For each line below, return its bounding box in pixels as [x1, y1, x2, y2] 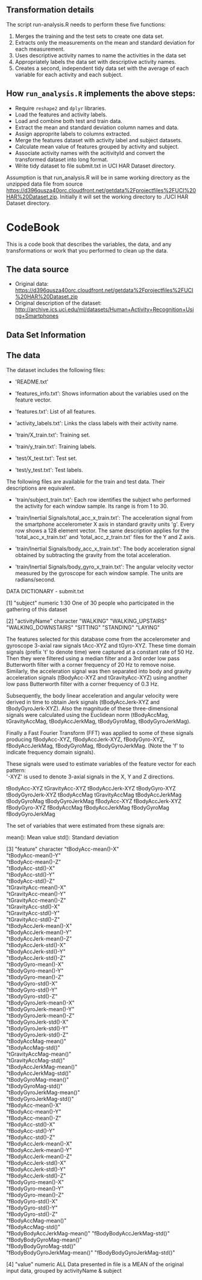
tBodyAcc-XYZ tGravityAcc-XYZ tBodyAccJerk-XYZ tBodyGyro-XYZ [6, 784, 176, 792]
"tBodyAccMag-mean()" [6, 1037, 66, 1045]
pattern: [6, 766, 26, 774]
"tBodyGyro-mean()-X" [6, 960, 65, 968]
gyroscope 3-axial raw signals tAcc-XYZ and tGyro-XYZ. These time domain [6, 642, 197, 649]
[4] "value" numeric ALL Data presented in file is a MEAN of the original [6, 1260, 184, 1268]
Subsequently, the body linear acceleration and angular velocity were [6, 692, 179, 699]
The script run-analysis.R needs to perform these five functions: [6, 20, 166, 28]
